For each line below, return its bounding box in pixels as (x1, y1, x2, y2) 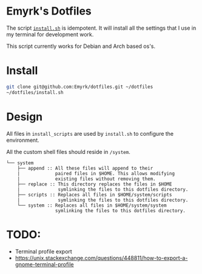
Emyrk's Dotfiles (6, 4, 92, 18)
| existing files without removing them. (17, 176, 156, 182)
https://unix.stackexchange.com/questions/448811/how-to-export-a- (15, 254, 188, 261)
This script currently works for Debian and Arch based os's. (6, 42, 156, 50)
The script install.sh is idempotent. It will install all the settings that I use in (6, 24, 197, 32)
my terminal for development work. (6, 30, 94, 38)
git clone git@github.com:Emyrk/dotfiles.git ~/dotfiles (6, 84, 153, 90)
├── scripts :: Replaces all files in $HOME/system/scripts (17, 192, 172, 198)
